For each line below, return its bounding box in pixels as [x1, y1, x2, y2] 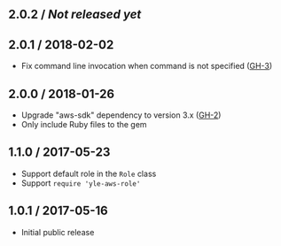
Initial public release [20, 227, 95, 237]
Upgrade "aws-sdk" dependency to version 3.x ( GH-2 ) [20, 110, 222, 120]
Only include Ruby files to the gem [20, 119, 147, 130]
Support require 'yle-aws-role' [20, 177, 141, 188]
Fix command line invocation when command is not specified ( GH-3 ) [20, 61, 273, 72]
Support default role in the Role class [20, 168, 157, 179]
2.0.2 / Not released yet [8, 7, 142, 22]
